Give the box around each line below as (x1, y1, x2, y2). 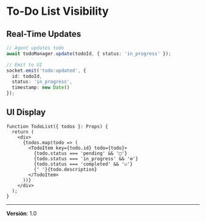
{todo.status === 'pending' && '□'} (33, 150, 128, 156)
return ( (12, 129, 34, 135)
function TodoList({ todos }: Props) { (6, 123, 109, 129)
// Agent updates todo (6, 45, 64, 51)
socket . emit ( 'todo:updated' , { (6, 67, 86, 74)
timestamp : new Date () (12, 85, 70, 91)
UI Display (6, 107, 46, 118)
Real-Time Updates (6, 29, 82, 39)
